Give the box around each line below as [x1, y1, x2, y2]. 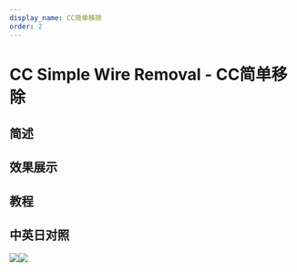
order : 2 [9, 22, 43, 31]
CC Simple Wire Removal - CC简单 [9, 64, 271, 85]
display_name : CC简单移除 [9, 13, 103, 23]
